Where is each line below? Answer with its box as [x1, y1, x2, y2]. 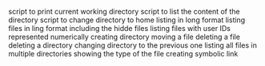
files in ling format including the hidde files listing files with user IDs [8, 24, 231, 33]
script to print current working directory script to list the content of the [8, 7, 240, 16]
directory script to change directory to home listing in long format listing [8, 15, 246, 25]
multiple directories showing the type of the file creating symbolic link [8, 49, 239, 58]
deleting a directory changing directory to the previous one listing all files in [8, 41, 258, 50]
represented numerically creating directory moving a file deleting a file [8, 32, 240, 41]
